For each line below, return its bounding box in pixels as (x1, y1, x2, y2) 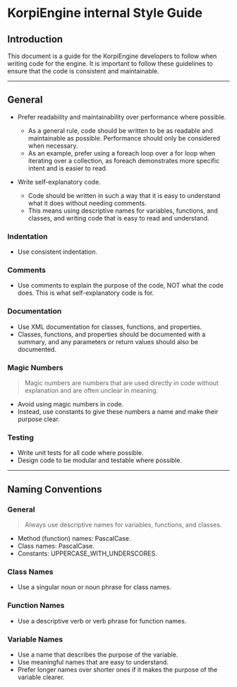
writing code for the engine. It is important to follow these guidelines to (7, 59, 213, 68)
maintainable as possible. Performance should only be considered (28, 134, 221, 142)
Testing (7, 433, 34, 442)
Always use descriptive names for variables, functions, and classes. (24, 520, 222, 529)
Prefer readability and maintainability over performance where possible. (17, 112, 226, 121)
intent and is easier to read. (28, 164, 108, 172)
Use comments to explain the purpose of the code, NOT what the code (17, 281, 224, 290)
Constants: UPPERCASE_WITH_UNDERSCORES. (17, 549, 157, 558)
